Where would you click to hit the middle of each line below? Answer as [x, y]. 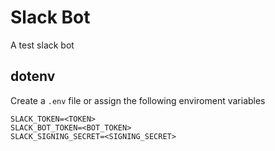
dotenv [33, 76]
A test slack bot [42, 45]
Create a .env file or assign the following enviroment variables [138, 100]
